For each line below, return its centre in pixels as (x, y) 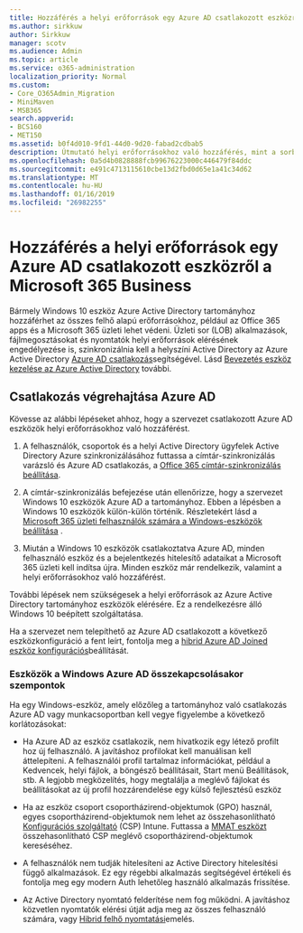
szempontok (37, 685)
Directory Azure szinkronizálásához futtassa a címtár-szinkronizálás (149, 455)
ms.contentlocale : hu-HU (56, 186)
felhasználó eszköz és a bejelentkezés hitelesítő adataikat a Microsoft (152, 558)
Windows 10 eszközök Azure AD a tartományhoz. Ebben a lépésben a (151, 502)
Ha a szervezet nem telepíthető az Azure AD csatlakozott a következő (138, 631)
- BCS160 (26, 127)
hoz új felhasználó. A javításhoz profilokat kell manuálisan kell (137, 750)
